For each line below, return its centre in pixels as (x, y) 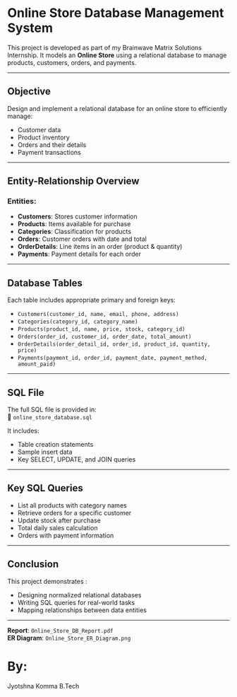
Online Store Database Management (116, 13)
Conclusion (33, 564)
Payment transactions (49, 152)
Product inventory (44, 137)
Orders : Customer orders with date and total (82, 239)
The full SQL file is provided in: (52, 410)
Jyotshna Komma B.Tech (43, 686)
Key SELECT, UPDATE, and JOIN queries (77, 459)
